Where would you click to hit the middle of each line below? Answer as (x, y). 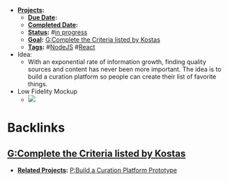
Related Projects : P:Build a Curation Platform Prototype (97, 170)
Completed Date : (53, 25)
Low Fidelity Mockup (47, 91)
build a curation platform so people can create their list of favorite (122, 77)
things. (38, 84)
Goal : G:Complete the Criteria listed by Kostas (94, 40)
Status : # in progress (58, 32)
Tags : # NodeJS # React (61, 47)
